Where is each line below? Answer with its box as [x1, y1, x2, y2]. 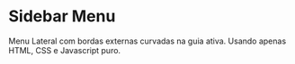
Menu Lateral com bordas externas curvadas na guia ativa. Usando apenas [8, 36, 287, 46]
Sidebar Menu [8, 6, 116, 27]
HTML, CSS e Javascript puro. [8, 44, 121, 55]
